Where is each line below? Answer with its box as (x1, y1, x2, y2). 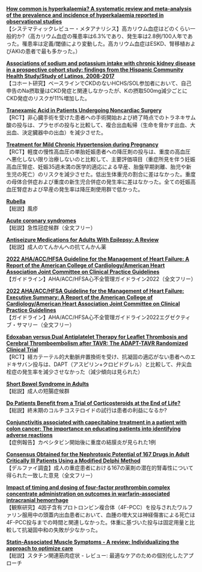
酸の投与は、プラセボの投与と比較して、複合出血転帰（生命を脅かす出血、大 (6, 122, 195, 128)
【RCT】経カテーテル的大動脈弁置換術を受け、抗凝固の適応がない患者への (6, 353, 191, 360)
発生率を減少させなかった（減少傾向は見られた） (22, 368, 143, 375)
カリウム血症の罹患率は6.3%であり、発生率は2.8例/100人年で (35, 33, 188, 40)
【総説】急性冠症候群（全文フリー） (6, 224, 96, 231)
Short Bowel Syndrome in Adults (6, 381, 89, 387)
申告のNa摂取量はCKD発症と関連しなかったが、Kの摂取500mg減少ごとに (6, 87, 188, 94)
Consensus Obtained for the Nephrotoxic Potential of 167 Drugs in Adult (6, 451, 189, 458)
